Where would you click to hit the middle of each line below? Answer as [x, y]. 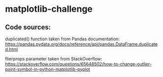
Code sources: [28, 27]
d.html [12, 49]
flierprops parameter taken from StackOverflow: [54, 59]
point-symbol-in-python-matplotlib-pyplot [48, 69]
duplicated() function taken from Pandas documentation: [62, 39]
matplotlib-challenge [49, 9]
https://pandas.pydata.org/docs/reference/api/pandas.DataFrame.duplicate [81, 44]
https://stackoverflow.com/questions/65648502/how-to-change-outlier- [79, 64]
